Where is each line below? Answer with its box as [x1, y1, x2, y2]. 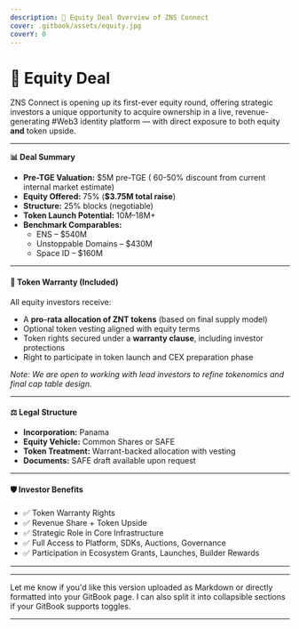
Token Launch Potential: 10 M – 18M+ [22, 210, 156, 221]
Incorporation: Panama [22, 426, 110, 437]
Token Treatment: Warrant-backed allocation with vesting [22, 446, 236, 456]
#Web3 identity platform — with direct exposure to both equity [51, 117, 280, 127]
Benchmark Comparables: [22, 220, 122, 230]
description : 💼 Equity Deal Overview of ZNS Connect [10, 12, 209, 22]
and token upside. [10, 125, 76, 136]
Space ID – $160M [35, 248, 103, 259]
